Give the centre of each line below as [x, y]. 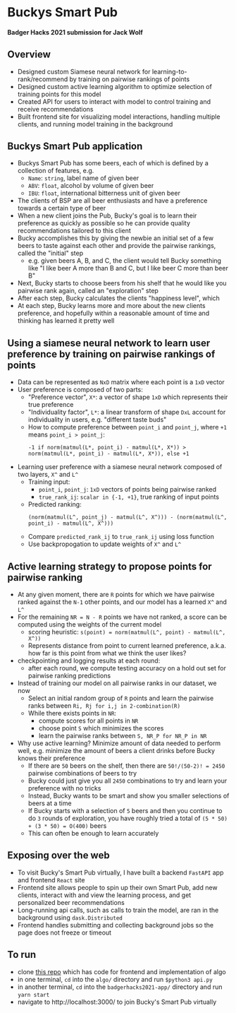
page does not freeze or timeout [64, 932]
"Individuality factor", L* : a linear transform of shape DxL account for [127, 412]
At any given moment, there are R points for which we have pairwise [116, 595]
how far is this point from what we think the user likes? [107, 653]
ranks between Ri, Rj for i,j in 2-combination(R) [104, 706]
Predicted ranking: [55, 504]
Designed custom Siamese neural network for [84, 71]
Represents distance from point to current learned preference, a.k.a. [127, 646]
